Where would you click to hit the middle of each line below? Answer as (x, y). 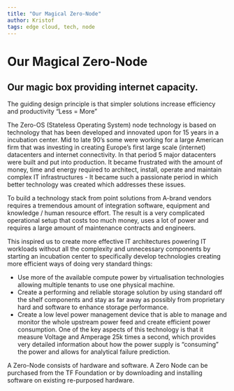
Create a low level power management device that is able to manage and (122, 315)
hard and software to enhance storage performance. (93, 307)
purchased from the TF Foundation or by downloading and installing (105, 373)
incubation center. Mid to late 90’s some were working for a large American (115, 140)
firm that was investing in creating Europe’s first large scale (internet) (107, 147)
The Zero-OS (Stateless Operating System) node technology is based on (112, 125)
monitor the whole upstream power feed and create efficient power (114, 322)
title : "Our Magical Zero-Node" (54, 14)
